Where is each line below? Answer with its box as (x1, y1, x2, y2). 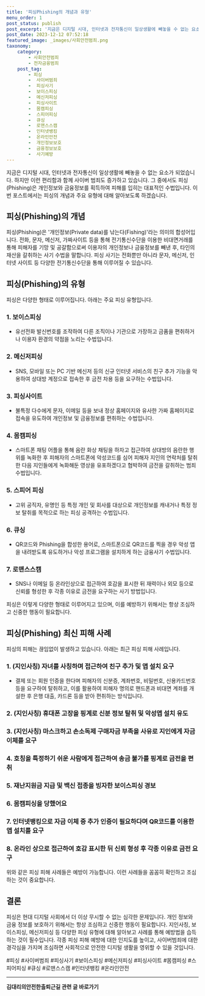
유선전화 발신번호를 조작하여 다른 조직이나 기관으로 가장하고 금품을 (15, 328, 174, 335)
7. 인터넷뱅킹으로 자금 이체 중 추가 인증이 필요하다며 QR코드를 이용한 (6, 817, 195, 825)
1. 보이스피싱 (6, 313, 41, 322)
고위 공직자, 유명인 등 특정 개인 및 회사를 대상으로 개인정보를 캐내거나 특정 (15, 501, 191, 508)
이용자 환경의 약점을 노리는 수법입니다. (21, 336, 113, 343)
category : (17, 49, 43, 55)
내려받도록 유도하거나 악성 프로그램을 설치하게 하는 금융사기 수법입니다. (21, 548, 192, 555)
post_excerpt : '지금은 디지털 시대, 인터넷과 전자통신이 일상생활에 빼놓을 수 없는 (6, 26, 189, 32)
